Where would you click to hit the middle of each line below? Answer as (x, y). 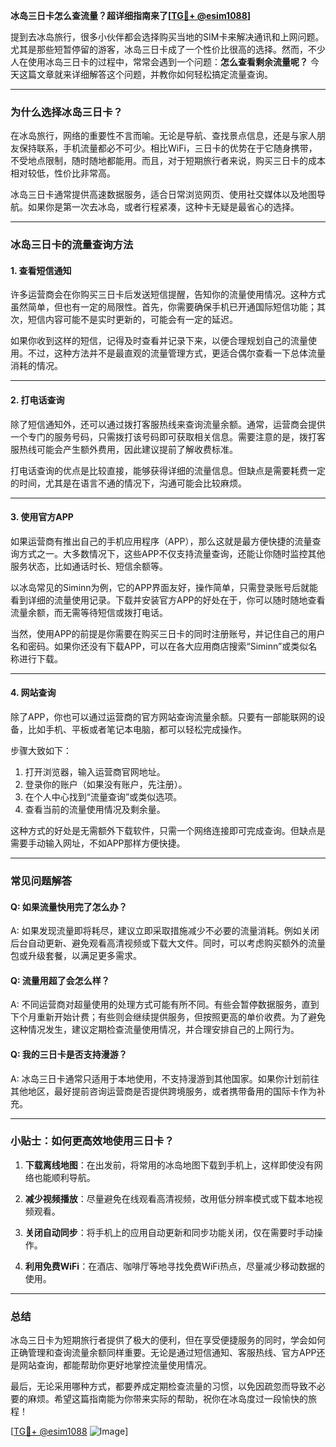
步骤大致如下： (41, 751)
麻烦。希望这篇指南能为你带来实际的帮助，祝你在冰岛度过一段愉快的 (167, 1399)
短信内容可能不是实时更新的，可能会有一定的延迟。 (132, 320)
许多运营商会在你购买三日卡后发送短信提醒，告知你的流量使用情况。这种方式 (168, 295)
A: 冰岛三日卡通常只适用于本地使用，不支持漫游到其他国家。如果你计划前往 (165, 1078)
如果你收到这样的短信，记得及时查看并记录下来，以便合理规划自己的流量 (159, 341)
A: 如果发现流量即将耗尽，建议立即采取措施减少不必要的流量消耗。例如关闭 (165, 931)
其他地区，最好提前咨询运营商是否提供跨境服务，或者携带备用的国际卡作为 (163, 1091)
